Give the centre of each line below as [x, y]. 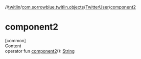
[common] [15, 40]
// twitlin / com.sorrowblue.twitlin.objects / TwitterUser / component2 [70, 7]
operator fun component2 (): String [40, 51]
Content [13, 46]
